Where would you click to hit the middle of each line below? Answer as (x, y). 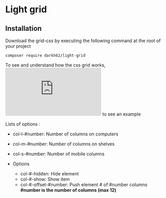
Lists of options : (23, 124)
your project (18, 46)
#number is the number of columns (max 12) (68, 190)
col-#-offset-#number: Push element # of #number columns (84, 185)
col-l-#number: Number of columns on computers (65, 134)
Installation (23, 28)
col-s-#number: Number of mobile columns (58, 154)
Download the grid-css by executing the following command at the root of (83, 41)
